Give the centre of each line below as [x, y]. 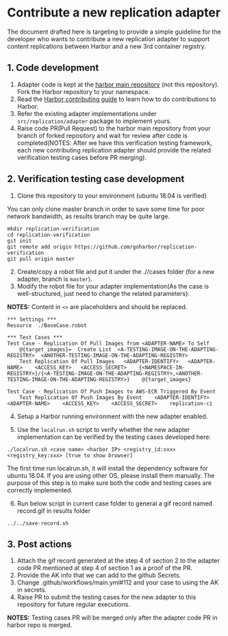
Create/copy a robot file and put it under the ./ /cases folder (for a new [115, 271]
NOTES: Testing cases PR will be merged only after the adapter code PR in [112, 618]
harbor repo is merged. [40, 625]
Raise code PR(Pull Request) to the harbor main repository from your [114, 128]
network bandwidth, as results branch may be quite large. [88, 216]
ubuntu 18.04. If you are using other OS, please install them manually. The [111, 475]
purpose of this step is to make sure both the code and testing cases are [110, 483]
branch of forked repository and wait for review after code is [102, 135]
